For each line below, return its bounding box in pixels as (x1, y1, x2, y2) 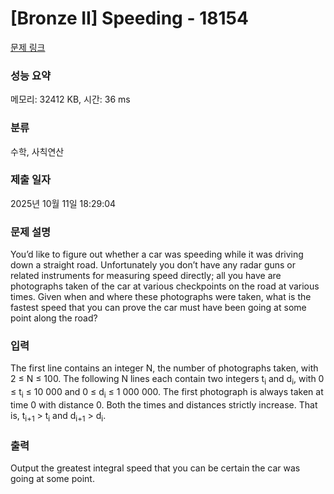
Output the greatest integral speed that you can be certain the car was (10, 462, 301, 474)
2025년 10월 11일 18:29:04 (10, 197, 117, 209)
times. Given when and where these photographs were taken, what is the (10, 291, 312, 303)
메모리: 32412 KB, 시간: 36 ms (10, 93, 131, 106)
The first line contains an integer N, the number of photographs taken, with (10, 362, 319, 374)
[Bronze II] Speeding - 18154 (10, 7, 249, 30)
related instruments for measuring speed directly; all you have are (10, 270, 282, 282)
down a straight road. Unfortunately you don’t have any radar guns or (10, 259, 297, 271)
